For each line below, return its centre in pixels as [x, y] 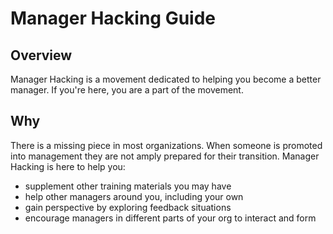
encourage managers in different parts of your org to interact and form [170, 218]
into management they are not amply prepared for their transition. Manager [165, 156]
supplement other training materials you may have [128, 186]
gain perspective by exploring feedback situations [128, 207]
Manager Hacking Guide [113, 18]
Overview [41, 55]
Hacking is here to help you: [68, 166]
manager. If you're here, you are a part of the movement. [127, 90]
